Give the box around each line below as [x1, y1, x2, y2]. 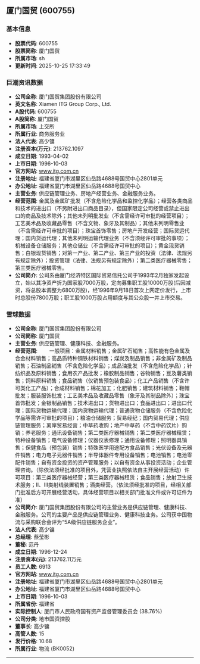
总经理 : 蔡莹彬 [14, 534, 49, 541]
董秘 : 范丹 [14, 541, 39, 548]
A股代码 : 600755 [14, 108, 57, 115]
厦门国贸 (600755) [6, 5, 76, 16]
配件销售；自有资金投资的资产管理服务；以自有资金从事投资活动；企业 [14, 459, 187, 466]
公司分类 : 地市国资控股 [14, 615, 70, 622]
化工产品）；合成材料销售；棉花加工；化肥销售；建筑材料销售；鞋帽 [25, 385, 190, 392]
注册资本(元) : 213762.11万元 [14, 556, 82, 563]
